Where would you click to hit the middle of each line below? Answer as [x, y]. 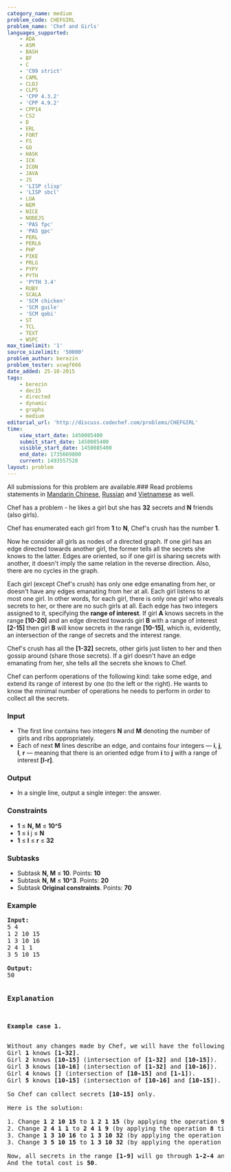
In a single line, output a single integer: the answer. [89, 793]
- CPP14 [30, 109]
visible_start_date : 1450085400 [66, 448]
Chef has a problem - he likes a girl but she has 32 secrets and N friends [110, 507]
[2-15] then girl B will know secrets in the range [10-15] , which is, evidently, [114, 628]
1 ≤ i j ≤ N [31, 833]
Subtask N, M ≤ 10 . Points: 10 [59, 873]
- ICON [29, 167]
